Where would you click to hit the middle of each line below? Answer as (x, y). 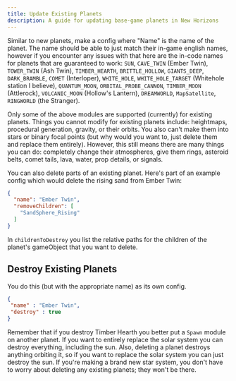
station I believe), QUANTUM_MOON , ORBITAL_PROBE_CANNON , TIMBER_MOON (105, 85)
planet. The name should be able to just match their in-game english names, (118, 48)
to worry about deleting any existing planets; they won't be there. (102, 370)
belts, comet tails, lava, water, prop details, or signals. (85, 159)
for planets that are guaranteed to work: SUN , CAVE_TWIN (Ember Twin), (108, 63)
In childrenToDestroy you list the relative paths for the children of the (107, 239)
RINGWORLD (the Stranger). (44, 100)
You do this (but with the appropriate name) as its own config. (97, 286)
